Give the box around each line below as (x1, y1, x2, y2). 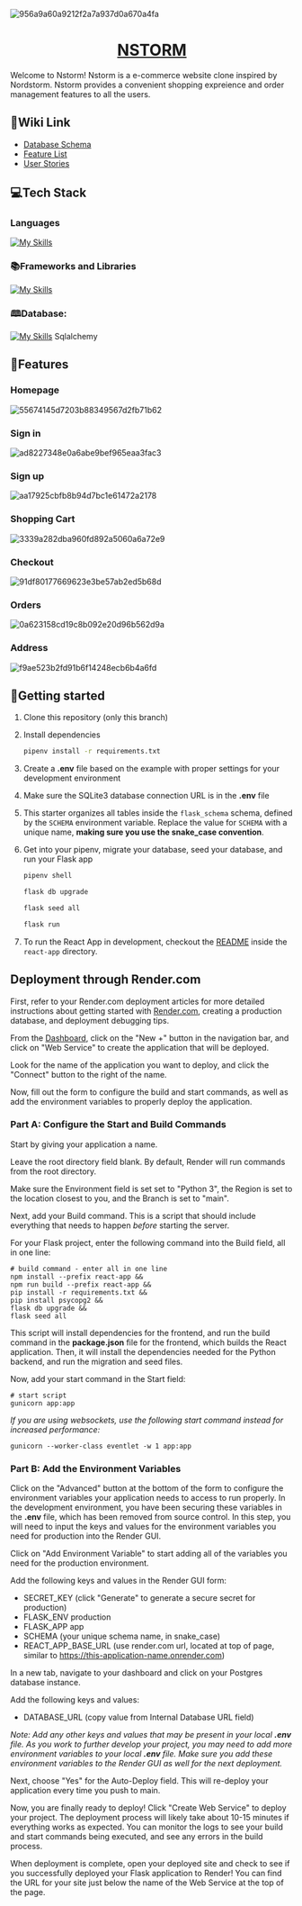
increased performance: (10, 1423, 101, 1435)
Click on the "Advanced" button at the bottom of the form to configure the (10, 1483, 284, 1494)
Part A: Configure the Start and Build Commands (10, 1118, 227, 1131)
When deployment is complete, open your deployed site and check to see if (10, 1858, 290, 1869)
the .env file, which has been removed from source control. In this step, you (10, 1512, 291, 1522)
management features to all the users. (10, 88, 151, 99)
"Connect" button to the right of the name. (10, 1069, 167, 1079)
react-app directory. (22, 945, 98, 956)
